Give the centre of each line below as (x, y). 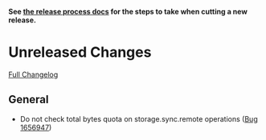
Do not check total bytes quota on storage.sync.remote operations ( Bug (139, 118)
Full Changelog (33, 74)
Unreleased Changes (80, 52)
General (29, 100)
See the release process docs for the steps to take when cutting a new (128, 12)
